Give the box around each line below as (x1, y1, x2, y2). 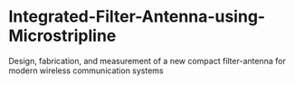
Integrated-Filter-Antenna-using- (8, 6, 266, 27)
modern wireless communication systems (8, 65, 164, 76)
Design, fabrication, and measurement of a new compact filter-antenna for (8, 55, 286, 66)
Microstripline (8, 25, 117, 46)
